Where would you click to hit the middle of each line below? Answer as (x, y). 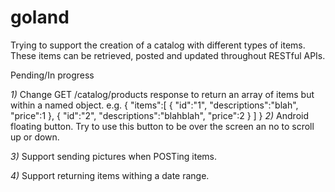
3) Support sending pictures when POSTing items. (113, 156)
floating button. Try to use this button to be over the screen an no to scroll (162, 126)
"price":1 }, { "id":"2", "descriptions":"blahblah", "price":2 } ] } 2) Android (159, 115)
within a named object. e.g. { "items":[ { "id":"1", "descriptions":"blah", (154, 105)
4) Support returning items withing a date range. (110, 175)
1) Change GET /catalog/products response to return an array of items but (162, 94)
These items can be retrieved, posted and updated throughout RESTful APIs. (168, 55)
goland (40, 17)
